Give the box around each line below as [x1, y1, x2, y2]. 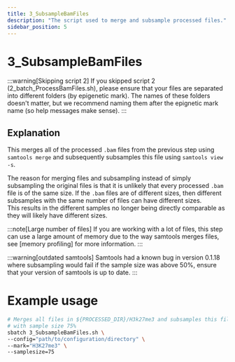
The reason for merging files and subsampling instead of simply [7, 174, 191, 182]
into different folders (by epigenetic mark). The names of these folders [7, 92, 211, 100]
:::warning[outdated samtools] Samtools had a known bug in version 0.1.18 [7, 253, 220, 262]
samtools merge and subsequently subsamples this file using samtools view [7, 153, 224, 161]
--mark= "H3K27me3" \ [7, 342, 68, 349]
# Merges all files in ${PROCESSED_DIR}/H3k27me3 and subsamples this [7, 316, 218, 323]
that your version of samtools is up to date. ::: [7, 268, 138, 277]
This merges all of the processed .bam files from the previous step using [7, 145, 215, 154]
